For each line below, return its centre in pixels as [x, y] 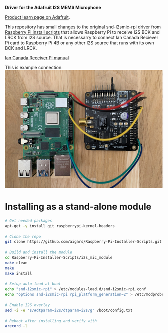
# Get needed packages [29, 221]
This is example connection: [34, 67]
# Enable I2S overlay [28, 305]
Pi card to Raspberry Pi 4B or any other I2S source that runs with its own [80, 43]
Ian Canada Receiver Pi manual [37, 58]
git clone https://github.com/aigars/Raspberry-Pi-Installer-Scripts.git [84, 242]
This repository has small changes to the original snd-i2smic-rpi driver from [83, 27]
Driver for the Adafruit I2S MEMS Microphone [53, 7]
